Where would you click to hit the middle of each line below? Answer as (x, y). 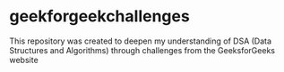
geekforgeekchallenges (99, 16)
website (24, 60)
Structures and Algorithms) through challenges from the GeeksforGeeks (142, 50)
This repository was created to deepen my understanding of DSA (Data (140, 41)
